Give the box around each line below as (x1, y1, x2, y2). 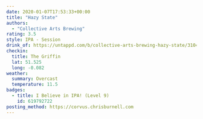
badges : (6, 87, 26, 93)
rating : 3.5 (6, 31, 36, 37)
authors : (6, 20, 28, 26)
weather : (6, 70, 28, 76)
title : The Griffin (11, 53, 61, 59)
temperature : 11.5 (11, 82, 59, 88)
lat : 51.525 (11, 59, 42, 65)
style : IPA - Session (6, 37, 61, 43)
